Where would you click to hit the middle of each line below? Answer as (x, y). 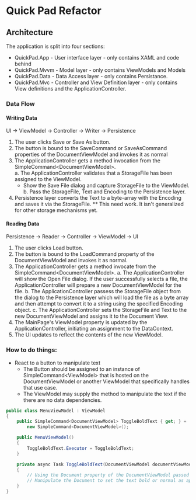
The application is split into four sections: (55, 46)
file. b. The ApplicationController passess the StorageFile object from (98, 291)
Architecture (30, 32)
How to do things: (32, 350)
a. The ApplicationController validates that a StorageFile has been (93, 173)
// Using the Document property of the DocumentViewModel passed (108, 475)
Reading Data (23, 224)
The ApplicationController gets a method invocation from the (87, 161)
